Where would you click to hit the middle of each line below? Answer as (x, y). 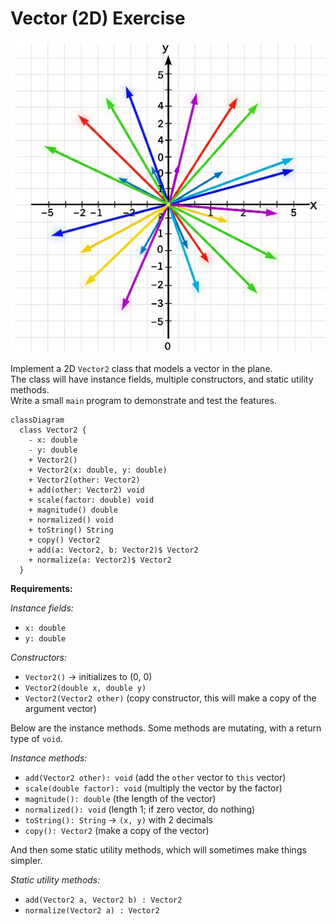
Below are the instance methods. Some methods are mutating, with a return (166, 728)
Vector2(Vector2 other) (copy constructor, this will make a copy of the (170, 698)
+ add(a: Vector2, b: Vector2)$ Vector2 (113, 550)
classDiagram (37, 420)
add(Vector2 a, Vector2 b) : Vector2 (103, 900)
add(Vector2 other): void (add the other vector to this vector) (155, 777)
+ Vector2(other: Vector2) (84, 480)
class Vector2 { (53, 430)
